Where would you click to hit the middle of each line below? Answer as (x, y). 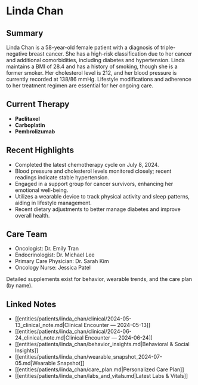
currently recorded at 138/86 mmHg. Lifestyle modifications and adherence (99, 79)
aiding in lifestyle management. (53, 203)
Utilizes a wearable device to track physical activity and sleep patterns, (102, 196)
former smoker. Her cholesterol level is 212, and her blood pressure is (92, 73)
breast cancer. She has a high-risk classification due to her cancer (111, 54)
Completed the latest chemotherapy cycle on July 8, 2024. (87, 164)
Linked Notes (31, 304)
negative (17, 54)
